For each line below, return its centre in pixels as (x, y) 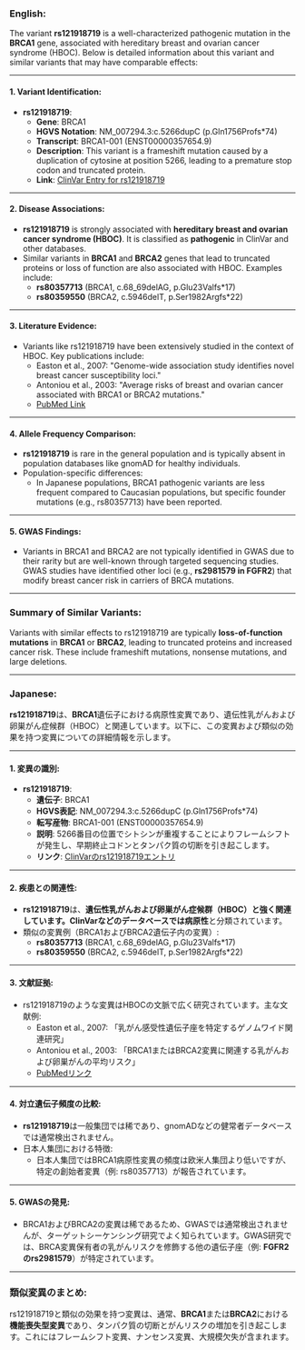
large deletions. (39, 661)
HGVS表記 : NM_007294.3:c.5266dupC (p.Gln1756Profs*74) (147, 811)
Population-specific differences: (83, 473)
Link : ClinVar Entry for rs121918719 (100, 179)
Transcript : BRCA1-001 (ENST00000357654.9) (124, 141)
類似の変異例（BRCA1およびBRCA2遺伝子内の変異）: (121, 932)
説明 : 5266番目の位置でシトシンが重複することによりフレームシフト (163, 834)
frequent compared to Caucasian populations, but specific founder (161, 493)
